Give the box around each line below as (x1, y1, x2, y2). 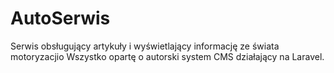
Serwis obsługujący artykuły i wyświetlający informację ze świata (10, 40, 280, 52)
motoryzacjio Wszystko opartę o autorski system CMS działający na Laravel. (10, 50, 325, 62)
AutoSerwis (10, 7, 111, 30)
